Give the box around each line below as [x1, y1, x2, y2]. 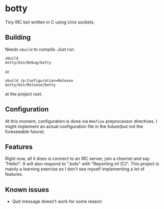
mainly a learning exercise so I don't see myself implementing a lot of [5, 166, 145, 172]
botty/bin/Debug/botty [5, 60, 51, 65]
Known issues [5, 186, 49, 194]
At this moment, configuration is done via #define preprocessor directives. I [5, 118, 158, 124]
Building [5, 33, 31, 42]
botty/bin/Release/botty [5, 82, 56, 87]
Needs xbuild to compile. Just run [5, 46, 74, 52]
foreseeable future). [5, 128, 46, 135]
